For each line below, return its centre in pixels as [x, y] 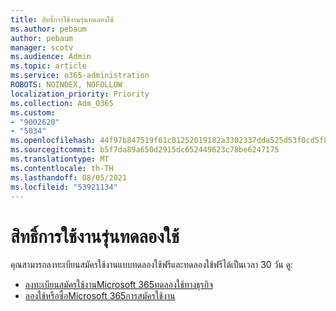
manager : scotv [42, 47]
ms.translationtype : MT [60, 159]
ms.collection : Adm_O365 [62, 103]
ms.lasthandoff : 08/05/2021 [69, 177]
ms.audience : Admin [51, 57]
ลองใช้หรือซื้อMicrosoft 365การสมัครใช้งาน [100, 296]
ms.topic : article [48, 66]
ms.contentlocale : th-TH [62, 168]
